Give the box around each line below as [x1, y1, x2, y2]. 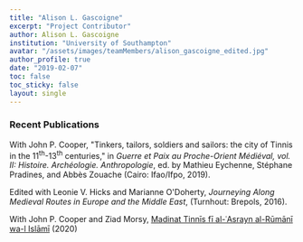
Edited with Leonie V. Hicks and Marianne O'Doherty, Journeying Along [9, 187, 275, 198]
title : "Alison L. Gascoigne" [9, 13, 124, 23]
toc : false [9, 72, 51, 81]
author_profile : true [9, 55, 91, 64]
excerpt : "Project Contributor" [9, 22, 131, 31]
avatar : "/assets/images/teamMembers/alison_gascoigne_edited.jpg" [9, 47, 270, 56]
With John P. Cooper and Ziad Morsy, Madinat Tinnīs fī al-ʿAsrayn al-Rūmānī [9, 214, 294, 225]
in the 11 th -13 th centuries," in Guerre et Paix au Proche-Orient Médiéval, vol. [9, 148, 291, 161]
